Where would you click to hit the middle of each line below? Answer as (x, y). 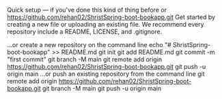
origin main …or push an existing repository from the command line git (106, 74)
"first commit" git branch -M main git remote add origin (85, 59)
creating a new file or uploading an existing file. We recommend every (106, 24)
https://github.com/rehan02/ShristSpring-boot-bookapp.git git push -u (107, 67)
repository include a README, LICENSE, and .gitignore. (85, 31)
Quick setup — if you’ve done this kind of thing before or (87, 10)
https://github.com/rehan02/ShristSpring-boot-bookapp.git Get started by (111, 17)
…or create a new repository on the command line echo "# (89, 45)
